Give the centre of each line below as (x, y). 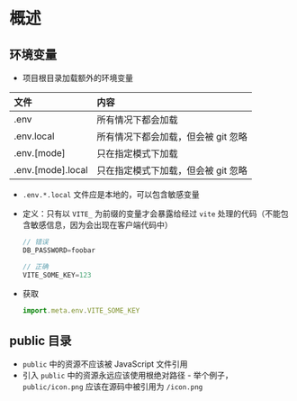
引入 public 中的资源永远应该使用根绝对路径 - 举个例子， (127, 376)
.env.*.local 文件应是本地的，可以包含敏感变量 (111, 194)
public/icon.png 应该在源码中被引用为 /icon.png (112, 387)
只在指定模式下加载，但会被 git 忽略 (172, 170)
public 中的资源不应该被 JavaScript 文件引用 (105, 364)
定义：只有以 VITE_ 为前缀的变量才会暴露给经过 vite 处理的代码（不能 (151, 214)
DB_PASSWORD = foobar (59, 250)
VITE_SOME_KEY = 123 (57, 275)
